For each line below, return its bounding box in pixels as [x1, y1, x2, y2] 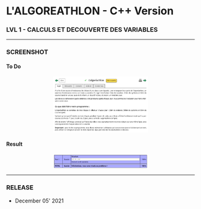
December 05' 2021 [14, 197, 64, 204]
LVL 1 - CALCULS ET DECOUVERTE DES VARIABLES [6, 26, 158, 34]
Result [6, 140, 23, 147]
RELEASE [6, 183, 34, 192]
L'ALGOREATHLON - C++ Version [6, 4, 174, 18]
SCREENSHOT [6, 48, 48, 56]
